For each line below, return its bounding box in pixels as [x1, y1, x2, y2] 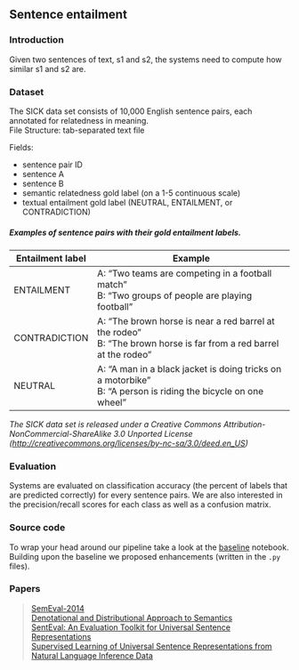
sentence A [21, 168, 65, 179]
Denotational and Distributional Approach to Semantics [30, 612, 233, 623]
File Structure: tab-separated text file [9, 125, 145, 135]
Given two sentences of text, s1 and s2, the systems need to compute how [9, 53, 282, 65]
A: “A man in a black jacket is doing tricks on [97, 362, 282, 375]
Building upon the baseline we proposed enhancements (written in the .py [9, 551, 281, 561]
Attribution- [223, 418, 266, 430]
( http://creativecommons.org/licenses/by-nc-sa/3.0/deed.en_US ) [9, 438, 249, 448]
